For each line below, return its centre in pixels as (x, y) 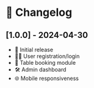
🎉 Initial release (34, 50)
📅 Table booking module (45, 63)
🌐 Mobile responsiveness (47, 78)
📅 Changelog (39, 13)
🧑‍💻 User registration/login (47, 56)
